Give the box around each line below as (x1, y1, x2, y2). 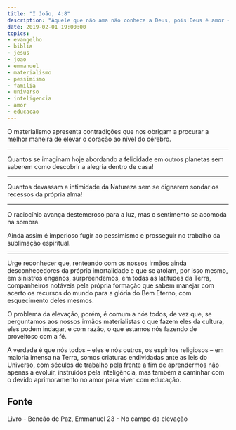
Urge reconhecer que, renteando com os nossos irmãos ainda (7, 259, 188, 267)
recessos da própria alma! (7, 190, 83, 199)
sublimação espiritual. (7, 238, 71, 247)
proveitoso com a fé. (7, 332, 67, 340)
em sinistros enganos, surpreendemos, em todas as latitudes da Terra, (7, 274, 211, 282)
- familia (7, 82, 37, 89)
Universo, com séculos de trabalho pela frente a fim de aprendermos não (7, 361, 220, 369)
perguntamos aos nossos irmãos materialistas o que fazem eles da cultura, (7, 317, 225, 325)
